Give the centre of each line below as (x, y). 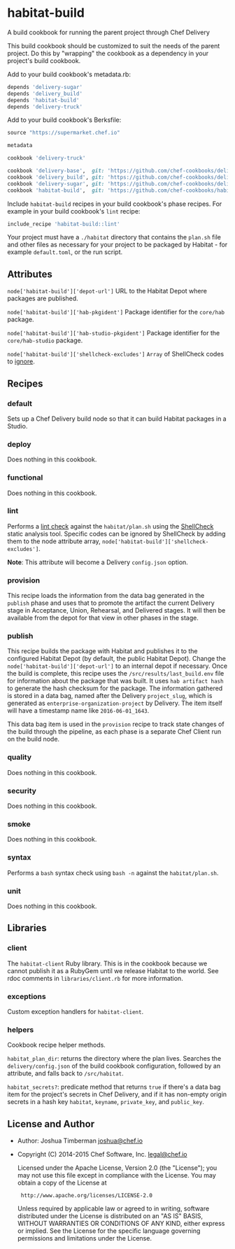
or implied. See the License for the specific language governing (109, 1231)
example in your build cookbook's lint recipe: (74, 211)
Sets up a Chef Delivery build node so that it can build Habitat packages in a (117, 419)
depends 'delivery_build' (45, 93)
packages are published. (43, 298)
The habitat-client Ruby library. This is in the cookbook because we (107, 963)
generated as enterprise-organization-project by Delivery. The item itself (115, 703)
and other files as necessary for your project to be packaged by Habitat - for (117, 245)
